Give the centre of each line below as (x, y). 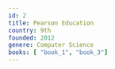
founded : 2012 (32, 38)
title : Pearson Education (51, 23)
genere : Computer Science (51, 45)
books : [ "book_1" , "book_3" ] (58, 52)
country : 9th (30, 30)
